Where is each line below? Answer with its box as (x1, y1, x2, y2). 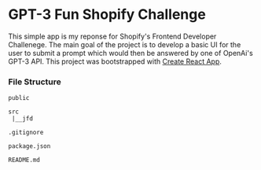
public (8, 94, 30, 102)
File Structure (8, 76, 61, 87)
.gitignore (8, 128, 44, 137)
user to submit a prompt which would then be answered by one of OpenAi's (8, 48, 253, 57)
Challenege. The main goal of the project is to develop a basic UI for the (8, 39, 241, 49)
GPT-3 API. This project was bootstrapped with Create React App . (8, 57, 222, 66)
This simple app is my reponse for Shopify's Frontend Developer (8, 31, 217, 41)
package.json (8, 142, 51, 150)
